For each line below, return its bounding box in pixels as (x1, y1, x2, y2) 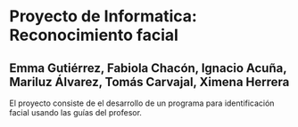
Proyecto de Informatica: (9, 6, 198, 27)
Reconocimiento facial (9, 25, 178, 45)
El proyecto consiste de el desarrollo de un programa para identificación (9, 98, 275, 108)
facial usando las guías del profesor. (9, 107, 143, 117)
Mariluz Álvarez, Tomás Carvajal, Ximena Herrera (9, 74, 290, 90)
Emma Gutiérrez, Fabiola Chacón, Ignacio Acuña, (9, 60, 287, 75)
